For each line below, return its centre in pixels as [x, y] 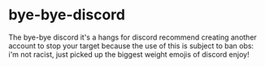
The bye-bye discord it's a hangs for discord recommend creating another [133, 37]
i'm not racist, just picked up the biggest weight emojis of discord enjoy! [129, 54]
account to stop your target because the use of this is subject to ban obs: [131, 45]
